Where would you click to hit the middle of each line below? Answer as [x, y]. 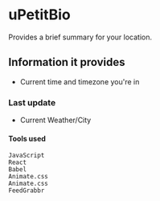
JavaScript [27, 156]
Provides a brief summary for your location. [80, 37]
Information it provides [67, 62]
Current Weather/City [55, 120]
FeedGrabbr [27, 191]
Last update [32, 102]
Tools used [27, 138]
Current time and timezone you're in [80, 81]
